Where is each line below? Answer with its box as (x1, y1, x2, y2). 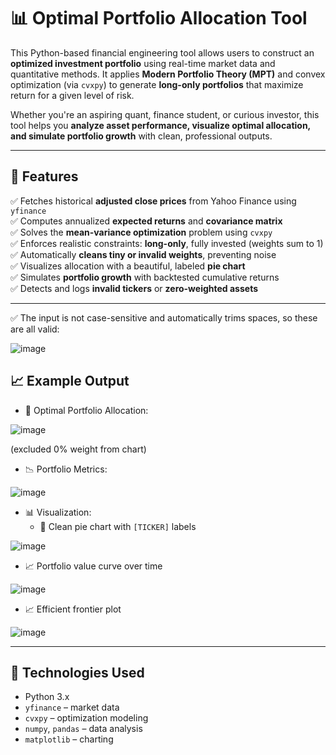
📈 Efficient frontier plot (24, 603, 122, 615)
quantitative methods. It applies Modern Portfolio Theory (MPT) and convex (10, 68, 326, 80)
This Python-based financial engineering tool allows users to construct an (10, 46, 315, 59)
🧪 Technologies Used (10, 664, 145, 681)
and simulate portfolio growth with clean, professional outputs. (10, 130, 273, 142)
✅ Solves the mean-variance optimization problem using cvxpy (10, 226, 273, 238)
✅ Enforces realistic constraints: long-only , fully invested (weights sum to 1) (10, 237, 324, 249)
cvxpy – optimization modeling (24, 712, 149, 724)
